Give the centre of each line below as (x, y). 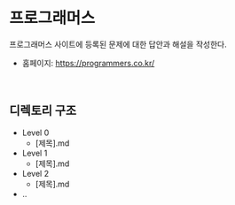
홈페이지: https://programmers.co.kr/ (88, 63)
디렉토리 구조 (43, 111)
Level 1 (35, 153)
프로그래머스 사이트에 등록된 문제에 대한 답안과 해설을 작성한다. (118, 44)
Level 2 (35, 173)
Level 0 (35, 133)
